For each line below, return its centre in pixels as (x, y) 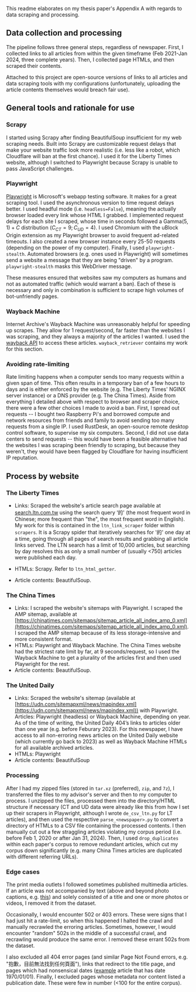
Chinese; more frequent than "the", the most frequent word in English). (100, 519)
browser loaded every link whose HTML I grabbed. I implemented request (95, 215)
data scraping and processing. (43, 15)
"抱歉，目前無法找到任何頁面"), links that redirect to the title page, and (91, 964)
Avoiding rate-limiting (38, 364)
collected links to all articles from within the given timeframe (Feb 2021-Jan (97, 53)
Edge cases (23, 871)
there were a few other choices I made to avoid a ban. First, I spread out (93, 408)
